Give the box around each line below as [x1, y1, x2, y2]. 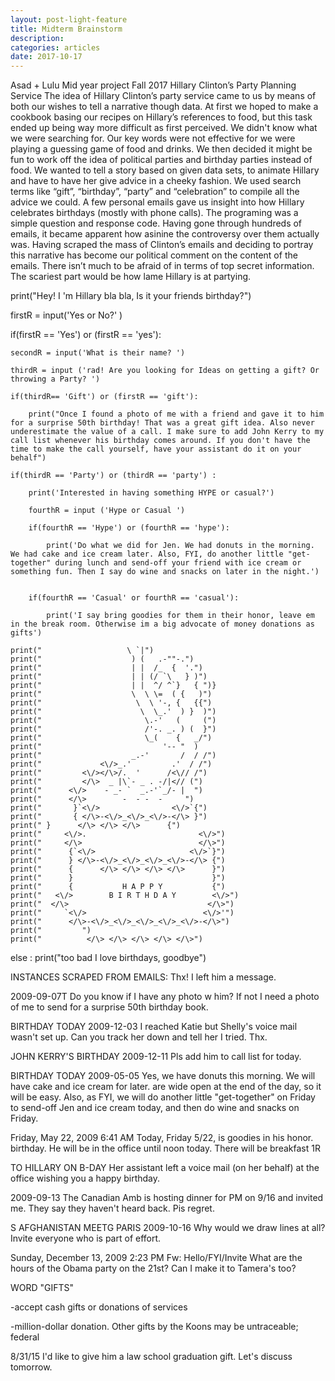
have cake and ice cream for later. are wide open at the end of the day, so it [10, 1081, 322, 1093]
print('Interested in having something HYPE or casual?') [28, 488, 275, 498]
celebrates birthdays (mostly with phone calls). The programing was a [10, 207, 299, 219]
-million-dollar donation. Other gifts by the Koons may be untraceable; [10, 1321, 299, 1333]
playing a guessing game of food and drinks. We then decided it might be [10, 143, 313, 155]
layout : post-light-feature [10, 14, 128, 25]
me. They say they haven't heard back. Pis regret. [10, 1202, 215, 1215]
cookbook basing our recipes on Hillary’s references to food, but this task [10, 111, 313, 123]
